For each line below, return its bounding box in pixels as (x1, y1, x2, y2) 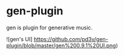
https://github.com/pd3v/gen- (33, 35, 109, 42)
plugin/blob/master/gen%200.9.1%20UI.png (6, 42, 116, 49)
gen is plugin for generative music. (6, 24, 93, 31)
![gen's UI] (6, 35, 33, 42)
